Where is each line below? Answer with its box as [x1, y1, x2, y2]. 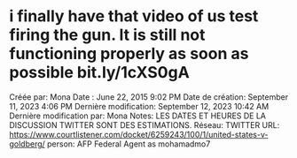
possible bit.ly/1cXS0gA [9, 63, 191, 83]
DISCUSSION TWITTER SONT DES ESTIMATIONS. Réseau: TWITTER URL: [9, 119, 280, 130]
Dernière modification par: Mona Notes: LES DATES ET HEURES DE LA [9, 110, 267, 121]
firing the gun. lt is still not [9, 25, 206, 45]
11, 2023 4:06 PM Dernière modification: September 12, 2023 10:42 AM [9, 101, 270, 111]
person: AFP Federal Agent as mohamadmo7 [47, 139, 211, 149]
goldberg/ [9, 139, 46, 149]
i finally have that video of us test [9, 6, 259, 26]
